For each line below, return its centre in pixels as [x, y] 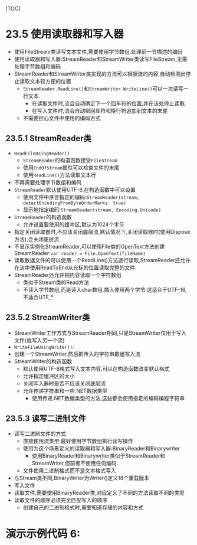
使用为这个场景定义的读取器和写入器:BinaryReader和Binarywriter [101, 449]
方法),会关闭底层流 [37, 239]
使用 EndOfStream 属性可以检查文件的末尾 [71, 167]
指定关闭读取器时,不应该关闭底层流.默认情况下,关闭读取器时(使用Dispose [102, 231]
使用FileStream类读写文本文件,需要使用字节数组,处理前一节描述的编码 [98, 51]
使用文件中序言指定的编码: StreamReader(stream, [81, 197]
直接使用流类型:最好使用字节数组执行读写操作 [78, 441]
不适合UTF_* [38, 297]
